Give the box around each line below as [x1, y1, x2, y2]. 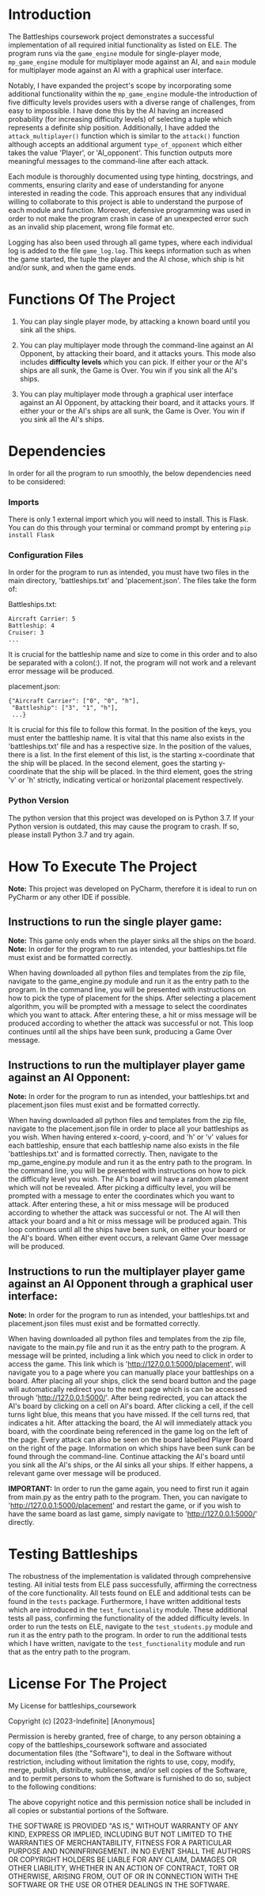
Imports [8, 496, 40, 507]
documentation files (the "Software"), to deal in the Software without [8, 1748, 232, 1758]
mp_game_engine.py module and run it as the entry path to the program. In [8, 1158, 252, 1167]
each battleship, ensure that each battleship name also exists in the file [8, 1141, 240, 1151]
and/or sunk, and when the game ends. [8, 263, 136, 272]
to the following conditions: [8, 1782, 97, 1792]
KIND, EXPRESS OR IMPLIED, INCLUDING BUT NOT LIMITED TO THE [8, 1830, 233, 1839]
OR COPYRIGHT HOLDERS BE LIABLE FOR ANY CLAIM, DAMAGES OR [8, 1854, 237, 1864]
